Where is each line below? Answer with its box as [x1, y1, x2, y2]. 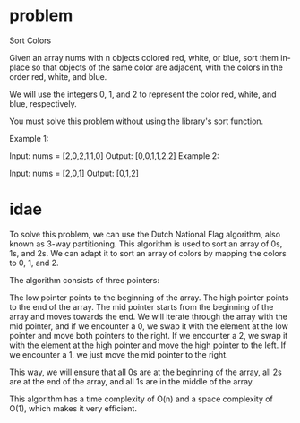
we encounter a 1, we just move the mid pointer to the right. [9, 349, 228, 359]
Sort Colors [9, 35, 52, 46]
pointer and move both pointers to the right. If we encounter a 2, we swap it [9, 330, 288, 341]
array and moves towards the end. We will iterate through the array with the [9, 311, 288, 322]
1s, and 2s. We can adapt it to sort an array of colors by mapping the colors [9, 247, 287, 258]
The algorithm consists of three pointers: [9, 274, 159, 285]
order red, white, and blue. [9, 71, 107, 82]
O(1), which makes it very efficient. [9, 402, 137, 413]
